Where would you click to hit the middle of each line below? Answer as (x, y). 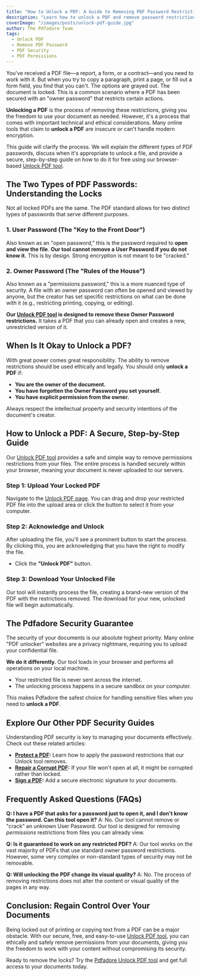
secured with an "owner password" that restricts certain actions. (85, 98)
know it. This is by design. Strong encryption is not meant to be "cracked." (98, 255)
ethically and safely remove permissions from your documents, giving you (97, 942)
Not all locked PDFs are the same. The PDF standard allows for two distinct (98, 208)
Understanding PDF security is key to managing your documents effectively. (100, 737)
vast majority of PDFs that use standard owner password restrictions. (91, 850)
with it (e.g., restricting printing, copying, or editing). (70, 303)
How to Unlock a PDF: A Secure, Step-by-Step (93, 433)
